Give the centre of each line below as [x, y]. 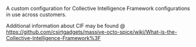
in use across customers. [36, 15]
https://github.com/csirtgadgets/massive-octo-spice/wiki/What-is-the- [92, 32]
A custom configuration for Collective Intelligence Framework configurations [98, 8]
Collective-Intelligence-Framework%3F [54, 38]
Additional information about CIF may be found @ [66, 26]
